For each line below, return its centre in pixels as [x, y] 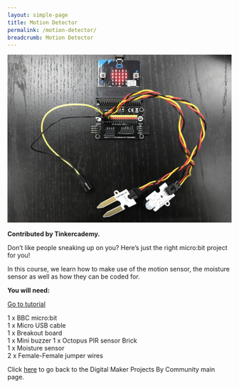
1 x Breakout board [35, 333]
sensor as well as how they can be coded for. [74, 276]
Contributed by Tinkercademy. [54, 234]
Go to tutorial [27, 304]
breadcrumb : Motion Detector [51, 38]
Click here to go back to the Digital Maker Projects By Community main [111, 370]
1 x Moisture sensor [36, 348]
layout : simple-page [38, 15]
